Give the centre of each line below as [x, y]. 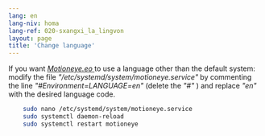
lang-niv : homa [34, 23]
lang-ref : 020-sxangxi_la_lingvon [66, 31]
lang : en [23, 16]
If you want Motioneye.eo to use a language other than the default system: [132, 68]
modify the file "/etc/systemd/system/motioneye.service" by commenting [130, 77]
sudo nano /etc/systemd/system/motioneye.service [108, 109]
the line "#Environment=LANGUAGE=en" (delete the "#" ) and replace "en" [132, 86]
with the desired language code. [62, 94]
